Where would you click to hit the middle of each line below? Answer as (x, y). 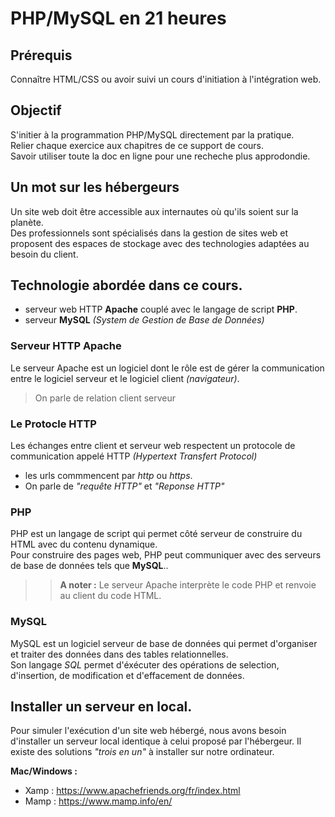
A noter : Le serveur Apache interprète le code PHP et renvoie (188, 585)
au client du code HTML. (110, 596)
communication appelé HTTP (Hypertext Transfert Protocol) (134, 456)
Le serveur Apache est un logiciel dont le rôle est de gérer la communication (167, 368)
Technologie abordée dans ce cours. (126, 285)
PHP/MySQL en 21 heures (118, 18)
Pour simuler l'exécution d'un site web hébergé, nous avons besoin (148, 731)
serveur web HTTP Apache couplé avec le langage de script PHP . (161, 309)
